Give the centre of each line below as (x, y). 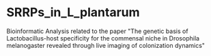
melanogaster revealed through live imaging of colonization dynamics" (106, 45)
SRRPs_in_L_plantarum (73, 12)
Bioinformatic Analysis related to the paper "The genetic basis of (97, 31)
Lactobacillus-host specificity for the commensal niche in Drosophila (103, 38)
